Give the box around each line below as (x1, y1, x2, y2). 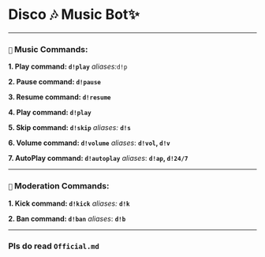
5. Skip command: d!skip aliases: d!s (8, 123, 132, 132)
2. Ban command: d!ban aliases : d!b (8, 214, 126, 223)
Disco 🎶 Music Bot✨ (8, 6, 140, 24)
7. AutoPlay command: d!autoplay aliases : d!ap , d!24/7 (8, 154, 188, 163)
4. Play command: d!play (8, 108, 92, 117)
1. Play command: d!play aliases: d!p (8, 61, 128, 72)
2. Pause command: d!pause (8, 77, 101, 87)
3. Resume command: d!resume (8, 92, 111, 102)
